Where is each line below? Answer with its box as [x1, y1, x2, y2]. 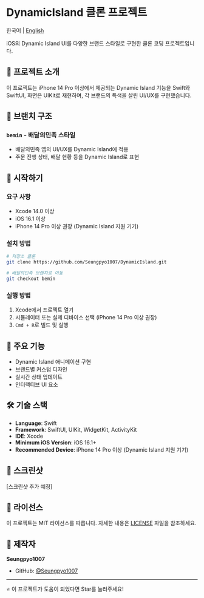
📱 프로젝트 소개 [6, 67, 59, 77]
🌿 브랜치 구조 [6, 111, 53, 121]
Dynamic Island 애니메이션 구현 [15, 358, 91, 365]
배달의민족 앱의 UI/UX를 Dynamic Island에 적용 [15, 146, 129, 153]
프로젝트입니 [165, 39, 195, 47]
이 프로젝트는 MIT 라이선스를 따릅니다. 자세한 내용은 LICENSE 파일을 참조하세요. [6, 520, 197, 527]
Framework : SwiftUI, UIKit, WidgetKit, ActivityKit [15, 426, 137, 433]
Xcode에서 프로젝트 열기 [15, 306, 74, 313]
